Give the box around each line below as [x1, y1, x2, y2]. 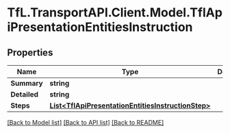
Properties [7, 47, 53, 58]
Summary [10, 79, 43, 88]
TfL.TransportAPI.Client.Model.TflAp [7, 5, 222, 21]
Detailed [10, 90, 39, 99]
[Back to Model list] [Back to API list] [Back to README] [7, 119, 164, 126]
